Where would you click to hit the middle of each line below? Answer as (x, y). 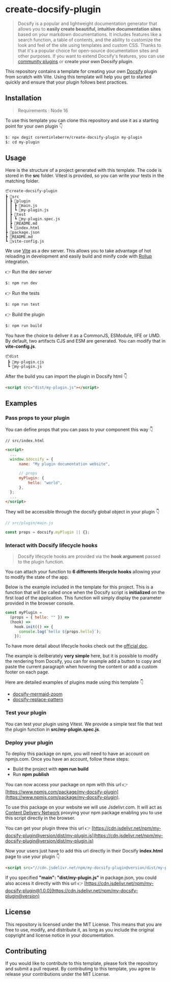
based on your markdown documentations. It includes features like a (90, 34)
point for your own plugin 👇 (34, 126)
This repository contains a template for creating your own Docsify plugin (81, 71)
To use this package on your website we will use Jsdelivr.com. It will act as (83, 807)
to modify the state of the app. (37, 577)
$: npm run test (22, 304)
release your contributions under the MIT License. (58, 974)
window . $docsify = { (32, 459)
